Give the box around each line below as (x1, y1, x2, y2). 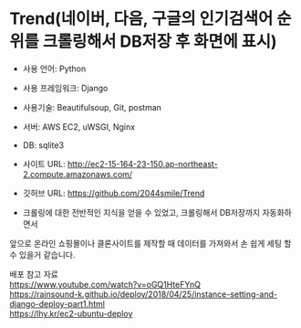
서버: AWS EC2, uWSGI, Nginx (22, 121, 135, 132)
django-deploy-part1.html (9, 298, 105, 309)
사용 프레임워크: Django (22, 82, 109, 93)
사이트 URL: (22, 158, 66, 169)
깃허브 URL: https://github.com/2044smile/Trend (22, 187, 205, 198)
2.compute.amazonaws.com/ (22, 168, 133, 179)
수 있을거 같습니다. (9, 249, 76, 260)
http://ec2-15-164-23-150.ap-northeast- (67, 158, 219, 169)
